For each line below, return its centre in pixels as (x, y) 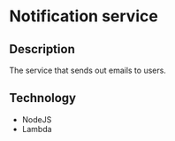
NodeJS (37, 119)
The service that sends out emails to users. (87, 70)
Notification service (84, 16)
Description (42, 49)
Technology (43, 98)
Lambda (37, 129)
